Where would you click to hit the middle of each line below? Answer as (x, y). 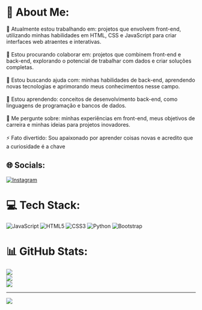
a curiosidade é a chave (36, 146)
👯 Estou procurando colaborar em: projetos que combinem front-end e (94, 54)
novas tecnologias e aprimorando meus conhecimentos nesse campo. (93, 86)
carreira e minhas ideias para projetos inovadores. (68, 124)
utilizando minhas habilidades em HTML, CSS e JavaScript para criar (91, 35)
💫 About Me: (38, 12)
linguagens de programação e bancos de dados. (66, 105)
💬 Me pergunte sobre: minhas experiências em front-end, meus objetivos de (101, 118)
